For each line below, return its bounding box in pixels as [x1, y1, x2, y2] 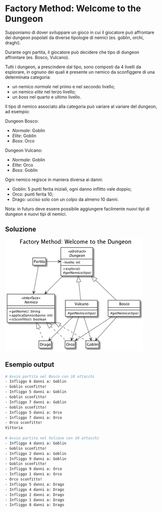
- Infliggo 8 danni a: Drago [5, 503, 64, 508]
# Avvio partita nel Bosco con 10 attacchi [5, 374, 95, 379]
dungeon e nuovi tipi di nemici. [5, 211, 67, 217]
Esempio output [5, 360, 55, 369]
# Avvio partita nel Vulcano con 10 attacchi [5, 436, 99, 441]
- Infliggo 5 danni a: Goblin [5, 390, 67, 394]
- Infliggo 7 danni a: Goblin [5, 399, 67, 405]
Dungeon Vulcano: [5, 147, 43, 153]
